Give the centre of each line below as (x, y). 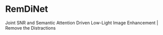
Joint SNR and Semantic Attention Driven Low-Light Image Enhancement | (82, 23)
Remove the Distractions (31, 28)
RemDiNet (27, 9)
